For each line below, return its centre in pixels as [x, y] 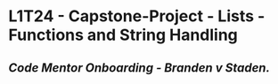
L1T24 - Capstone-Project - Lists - [137, 16]
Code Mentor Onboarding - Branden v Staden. [139, 68]
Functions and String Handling [123, 35]
